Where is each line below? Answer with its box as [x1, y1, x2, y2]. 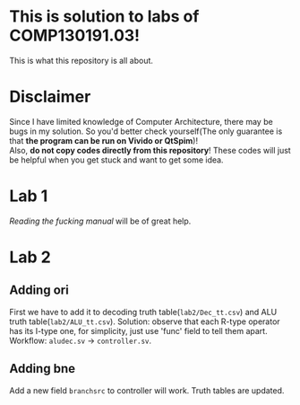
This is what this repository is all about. [9, 55, 154, 66]
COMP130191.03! [9, 25, 141, 46]
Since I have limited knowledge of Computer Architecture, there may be [9, 116, 273, 127]
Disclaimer [9, 87, 91, 107]
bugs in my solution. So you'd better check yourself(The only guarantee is [9, 126, 283, 136]
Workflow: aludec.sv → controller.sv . [9, 335, 152, 346]
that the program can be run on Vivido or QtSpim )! [9, 135, 199, 145]
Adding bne [9, 361, 76, 376]
